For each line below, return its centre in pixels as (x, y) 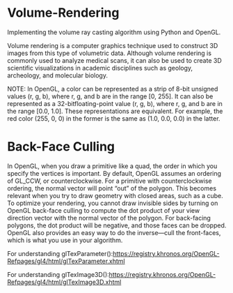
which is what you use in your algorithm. (65, 240)
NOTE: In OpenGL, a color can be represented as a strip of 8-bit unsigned (113, 89)
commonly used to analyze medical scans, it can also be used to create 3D (115, 60)
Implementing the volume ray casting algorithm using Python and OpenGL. (114, 32)
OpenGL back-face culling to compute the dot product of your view (104, 210)
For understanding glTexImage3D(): (58, 274)
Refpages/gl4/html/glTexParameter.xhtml (66, 261)
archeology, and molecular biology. (57, 75)
